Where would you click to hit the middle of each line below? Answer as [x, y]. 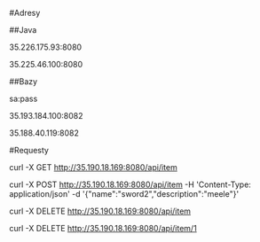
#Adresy [25, 13]
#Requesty [29, 150]
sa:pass [24, 98]
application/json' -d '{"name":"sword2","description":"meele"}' [124, 194]
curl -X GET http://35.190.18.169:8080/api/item [93, 167]
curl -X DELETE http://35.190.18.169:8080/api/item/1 [103, 228]
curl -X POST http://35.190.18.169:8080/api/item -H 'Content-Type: [130, 184]
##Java [23, 30]
